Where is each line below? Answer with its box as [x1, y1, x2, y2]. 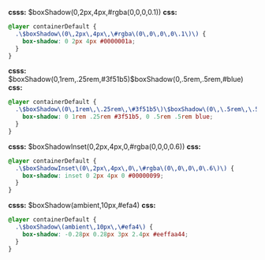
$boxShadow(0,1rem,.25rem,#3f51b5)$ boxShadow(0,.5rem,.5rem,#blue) [8, 75, 244, 84]
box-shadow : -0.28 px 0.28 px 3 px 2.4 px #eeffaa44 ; [22, 230, 189, 238]
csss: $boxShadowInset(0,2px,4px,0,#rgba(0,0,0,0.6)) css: [8, 142, 201, 151]
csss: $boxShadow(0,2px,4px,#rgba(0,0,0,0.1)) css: [8, 8, 177, 17]
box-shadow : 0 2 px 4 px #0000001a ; [22, 37, 136, 45]
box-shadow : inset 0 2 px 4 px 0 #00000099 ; [22, 172, 164, 180]
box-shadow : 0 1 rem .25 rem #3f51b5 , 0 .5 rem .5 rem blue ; [22, 113, 214, 121]
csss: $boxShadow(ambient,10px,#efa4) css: [8, 201, 156, 210]
